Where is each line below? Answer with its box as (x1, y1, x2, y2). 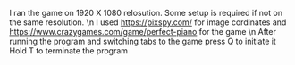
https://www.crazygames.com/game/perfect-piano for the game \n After (9, 27, 277, 37)
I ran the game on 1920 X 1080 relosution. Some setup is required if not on (9, 8, 283, 18)
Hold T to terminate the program (9, 45, 128, 56)
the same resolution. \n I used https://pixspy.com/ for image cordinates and (9, 17, 287, 28)
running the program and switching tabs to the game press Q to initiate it (9, 36, 277, 46)
